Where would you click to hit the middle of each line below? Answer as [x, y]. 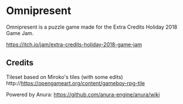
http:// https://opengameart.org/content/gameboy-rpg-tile [76, 83]
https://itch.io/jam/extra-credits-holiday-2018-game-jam [74, 44]
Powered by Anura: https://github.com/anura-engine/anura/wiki [83, 94]
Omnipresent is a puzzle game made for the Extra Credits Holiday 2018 [92, 27]
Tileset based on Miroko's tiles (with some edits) [65, 77]
